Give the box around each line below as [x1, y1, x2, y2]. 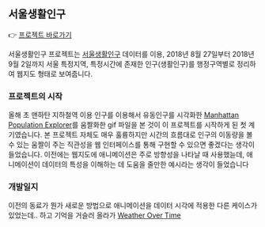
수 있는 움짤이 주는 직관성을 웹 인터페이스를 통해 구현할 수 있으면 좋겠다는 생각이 [8, 140, 256, 149]
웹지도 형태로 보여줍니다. [16, 69, 93, 78]
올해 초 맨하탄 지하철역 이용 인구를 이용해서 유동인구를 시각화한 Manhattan [8, 110, 240, 120]
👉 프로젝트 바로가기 [8, 30, 73, 40]
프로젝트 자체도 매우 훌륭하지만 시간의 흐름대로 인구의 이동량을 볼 [52, 130, 253, 140]
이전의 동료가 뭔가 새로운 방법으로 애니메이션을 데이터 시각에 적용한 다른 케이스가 [8, 201, 258, 210]
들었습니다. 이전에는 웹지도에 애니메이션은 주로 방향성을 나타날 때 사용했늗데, [8, 149, 245, 160]
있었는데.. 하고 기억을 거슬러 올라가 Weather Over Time [8, 210, 181, 220]
